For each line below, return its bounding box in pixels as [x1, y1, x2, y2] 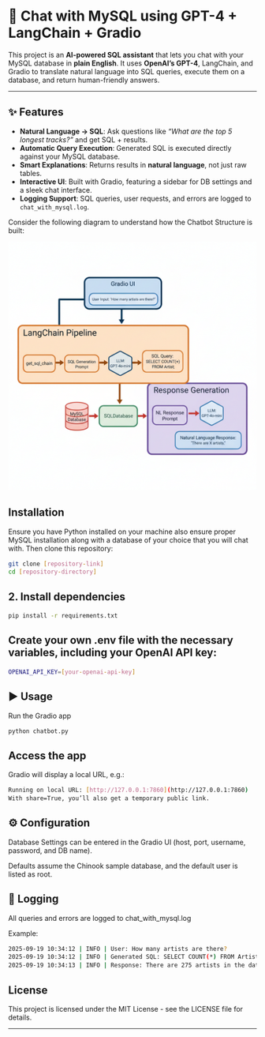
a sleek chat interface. [19, 185, 92, 194]
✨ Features [8, 106, 64, 119]
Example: [8, 928, 39, 938]
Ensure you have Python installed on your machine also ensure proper [8, 527, 237, 536]
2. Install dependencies [8, 590, 126, 603]
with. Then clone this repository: [8, 543, 114, 553]
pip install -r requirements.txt [8, 612, 118, 620]
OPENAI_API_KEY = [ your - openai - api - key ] [8, 667, 136, 676]
